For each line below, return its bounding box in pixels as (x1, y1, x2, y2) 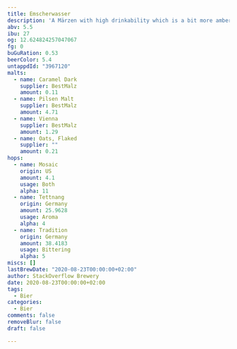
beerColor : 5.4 (7, 56, 52, 63)
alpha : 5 (20, 253, 46, 260)
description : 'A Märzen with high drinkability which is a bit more (7, 17, 213, 24)
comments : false (7, 312, 55, 319)
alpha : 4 (20, 220, 46, 227)
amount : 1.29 (20, 128, 59, 135)
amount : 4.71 (20, 109, 59, 116)
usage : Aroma (20, 214, 59, 221)
